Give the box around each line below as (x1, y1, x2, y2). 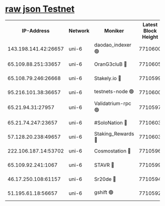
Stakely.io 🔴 (94, 75, 122, 81)
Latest (142, 21, 158, 28)
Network (68, 27, 90, 34)
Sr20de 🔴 (94, 176, 116, 182)
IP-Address (22, 27, 50, 34)
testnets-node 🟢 (94, 88, 134, 95)
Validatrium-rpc (94, 100, 132, 106)
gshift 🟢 (94, 189, 114, 196)
